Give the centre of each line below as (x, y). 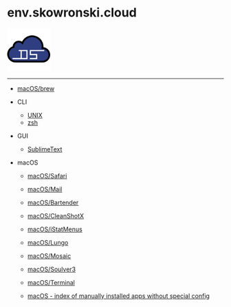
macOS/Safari (47, 176)
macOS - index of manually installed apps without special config (118, 296)
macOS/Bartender (53, 202)
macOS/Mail (45, 189)
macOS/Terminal (51, 282)
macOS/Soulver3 (52, 269)
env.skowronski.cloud (72, 13)
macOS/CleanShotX (56, 215)
